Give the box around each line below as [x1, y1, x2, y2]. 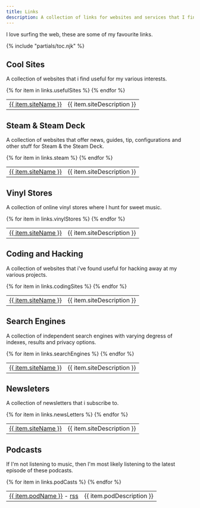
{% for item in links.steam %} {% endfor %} [6, 154, 113, 162]
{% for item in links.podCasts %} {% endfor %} [6, 478, 122, 486]
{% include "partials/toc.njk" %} [6, 42, 85, 49]
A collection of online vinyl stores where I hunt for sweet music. [6, 203, 162, 210]
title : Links [6, 8, 39, 15]
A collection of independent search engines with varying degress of [6, 332, 173, 339]
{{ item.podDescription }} [84, 492, 154, 500]
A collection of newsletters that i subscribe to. [6, 399, 119, 407]
